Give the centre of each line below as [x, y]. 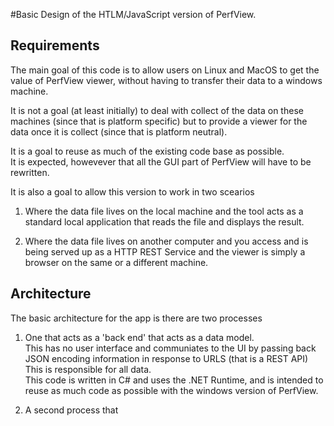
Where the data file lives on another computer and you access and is [166, 241]
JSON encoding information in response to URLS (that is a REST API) [166, 358]
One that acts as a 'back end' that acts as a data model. [139, 337]
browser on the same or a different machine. [116, 262]
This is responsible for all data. [88, 369]
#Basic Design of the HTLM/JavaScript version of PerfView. [133, 14]
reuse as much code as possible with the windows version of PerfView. [171, 390]
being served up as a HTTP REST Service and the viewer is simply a [165, 251]
